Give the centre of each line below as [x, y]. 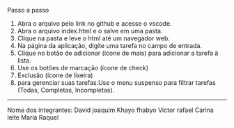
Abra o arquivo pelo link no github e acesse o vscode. [94, 23]
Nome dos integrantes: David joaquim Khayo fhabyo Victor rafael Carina [110, 110]
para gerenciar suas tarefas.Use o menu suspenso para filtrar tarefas [116, 82]
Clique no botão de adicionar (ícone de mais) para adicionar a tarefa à [118, 53]
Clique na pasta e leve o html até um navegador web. [94, 38]
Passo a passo [28, 10]
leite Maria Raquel [33, 117]
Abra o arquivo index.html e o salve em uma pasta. [90, 31]
